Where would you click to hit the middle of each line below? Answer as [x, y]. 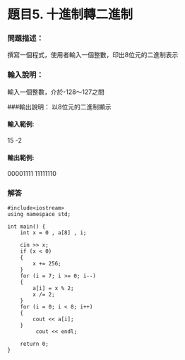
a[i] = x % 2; [53, 289]
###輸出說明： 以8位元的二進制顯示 [59, 107]
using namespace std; [39, 215]
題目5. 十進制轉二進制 [70, 14]
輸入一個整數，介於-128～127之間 [56, 92]
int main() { [26, 227]
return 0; [35, 344]
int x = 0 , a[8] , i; [53, 233]
